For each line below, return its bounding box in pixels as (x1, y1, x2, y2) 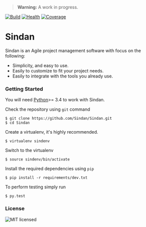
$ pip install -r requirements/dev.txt (5, 175, 88, 180)
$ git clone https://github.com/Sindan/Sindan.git (5, 116, 112, 121)
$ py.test (5, 194, 26, 199)
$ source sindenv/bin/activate (5, 157, 70, 162)
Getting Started (5, 85, 43, 92)
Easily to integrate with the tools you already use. (12, 73, 113, 79)
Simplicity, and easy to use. (12, 62, 69, 69)
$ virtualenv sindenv (5, 139, 50, 144)
